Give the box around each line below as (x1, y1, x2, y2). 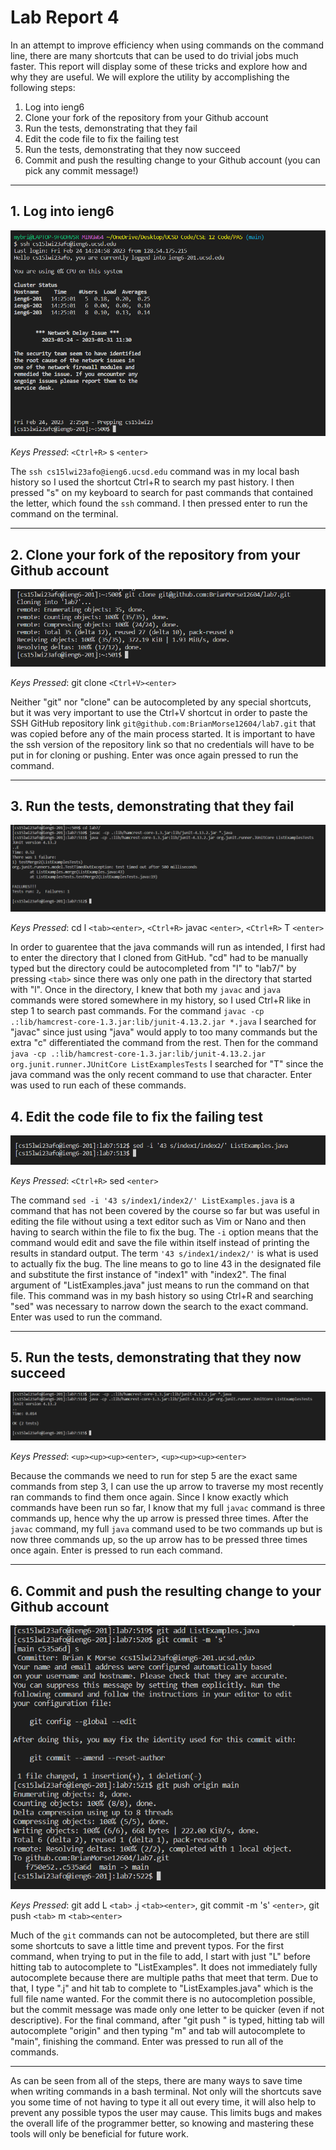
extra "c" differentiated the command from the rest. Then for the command (10, 1037, 319, 1049)
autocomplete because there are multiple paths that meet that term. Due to (10, 1972, 319, 1984)
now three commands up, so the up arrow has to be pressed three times (10, 1534, 308, 1546)
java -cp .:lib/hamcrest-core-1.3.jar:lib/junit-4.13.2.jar (10, 1049, 267, 1060)
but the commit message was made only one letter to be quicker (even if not (10, 2004, 325, 2016)
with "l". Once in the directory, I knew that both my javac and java (10, 984, 282, 996)
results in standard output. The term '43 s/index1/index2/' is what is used (10, 1247, 319, 1259)
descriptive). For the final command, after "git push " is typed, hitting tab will (10, 2014, 325, 2026)
